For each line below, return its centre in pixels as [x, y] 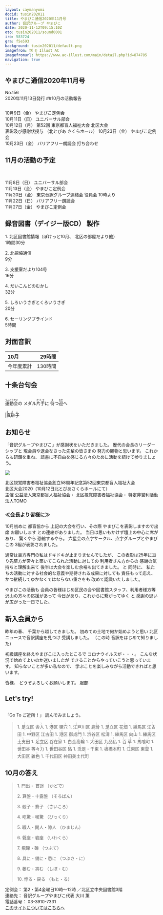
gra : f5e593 [17, 41]
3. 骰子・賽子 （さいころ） [44, 806]
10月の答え [21, 773]
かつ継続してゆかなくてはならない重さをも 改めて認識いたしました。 [74, 579]
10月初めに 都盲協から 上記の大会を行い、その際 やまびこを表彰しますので [80, 526]
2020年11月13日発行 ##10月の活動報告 [43, 99]
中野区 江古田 [40, 734]
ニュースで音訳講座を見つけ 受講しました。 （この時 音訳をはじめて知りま [80, 638]
